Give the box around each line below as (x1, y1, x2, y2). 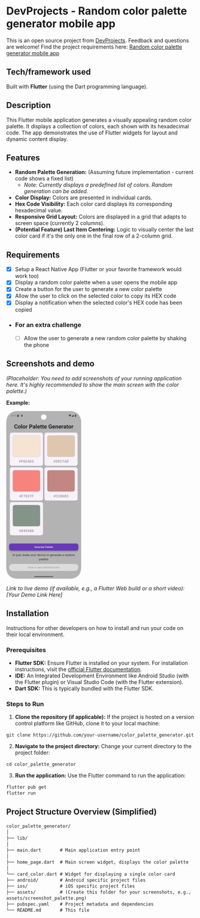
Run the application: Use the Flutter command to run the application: (14, 772, 186, 779)
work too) (14, 272, 39, 280)
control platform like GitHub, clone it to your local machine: (14, 720, 160, 727)
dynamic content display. (6, 135, 68, 142)
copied (14, 306, 32, 313)
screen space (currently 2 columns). (14, 220, 105, 227)
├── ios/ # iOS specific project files (6, 883, 135, 889)
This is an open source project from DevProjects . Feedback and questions (6, 37, 189, 44)
